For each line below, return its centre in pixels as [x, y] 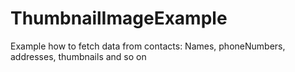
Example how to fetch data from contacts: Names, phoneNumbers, [148, 46]
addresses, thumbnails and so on [78, 56]
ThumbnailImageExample [119, 18]
